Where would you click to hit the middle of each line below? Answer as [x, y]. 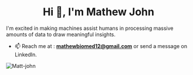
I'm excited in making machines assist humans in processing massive [90, 28]
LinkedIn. [26, 54]
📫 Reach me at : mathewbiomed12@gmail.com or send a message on [101, 46]
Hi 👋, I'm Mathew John [99, 12]
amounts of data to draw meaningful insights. [61, 34]
